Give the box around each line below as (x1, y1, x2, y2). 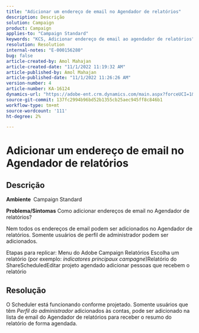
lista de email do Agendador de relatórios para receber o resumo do (6, 313, 172, 321)
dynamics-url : (6, 91, 41, 97)
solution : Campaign (6, 20, 54, 25)
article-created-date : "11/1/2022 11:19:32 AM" (6, 63, 126, 70)
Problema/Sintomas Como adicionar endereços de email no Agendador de (6, 207, 190, 214)
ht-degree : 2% (6, 113, 41, 119)
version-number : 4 (6, 81, 52, 87)
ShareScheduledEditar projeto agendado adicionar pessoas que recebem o (6, 262, 190, 269)
